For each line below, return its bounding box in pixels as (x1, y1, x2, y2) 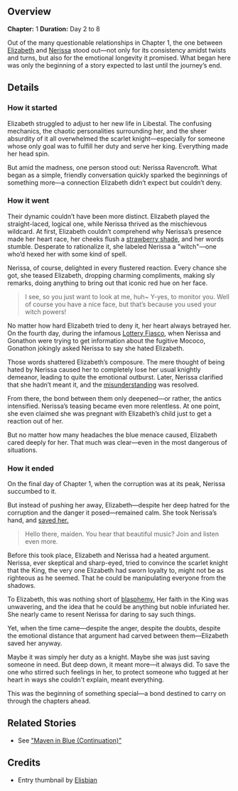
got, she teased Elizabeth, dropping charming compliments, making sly (7, 271, 215, 279)
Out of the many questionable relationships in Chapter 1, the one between (7, 38, 223, 47)
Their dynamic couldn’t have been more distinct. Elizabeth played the (7, 212, 210, 220)
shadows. (7, 581, 36, 590)
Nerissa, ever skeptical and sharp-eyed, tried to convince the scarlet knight (7, 559, 229, 567)
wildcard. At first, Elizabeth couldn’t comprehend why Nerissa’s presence (7, 227, 222, 235)
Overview (7, 6, 52, 18)
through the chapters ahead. (7, 696, 91, 706)
